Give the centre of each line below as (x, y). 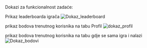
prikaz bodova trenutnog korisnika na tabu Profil (53, 26)
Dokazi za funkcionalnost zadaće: (39, 7)
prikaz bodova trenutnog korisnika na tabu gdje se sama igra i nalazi (74, 36)
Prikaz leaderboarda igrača (32, 16)
